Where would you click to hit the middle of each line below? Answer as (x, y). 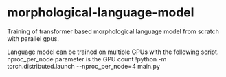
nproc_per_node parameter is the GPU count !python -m (87, 59)
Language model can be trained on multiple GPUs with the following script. (113, 52)
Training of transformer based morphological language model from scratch (113, 31)
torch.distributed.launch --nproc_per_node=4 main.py (83, 66)
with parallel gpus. (33, 38)
